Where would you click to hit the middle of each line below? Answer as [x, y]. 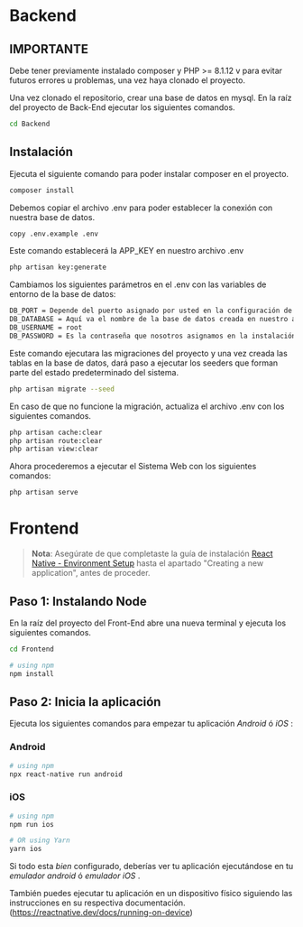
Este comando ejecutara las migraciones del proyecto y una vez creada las [149, 353]
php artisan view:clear [54, 449]
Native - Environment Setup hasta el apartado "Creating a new [147, 563]
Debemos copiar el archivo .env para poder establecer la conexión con [141, 208]
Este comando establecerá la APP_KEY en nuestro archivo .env [127, 251]
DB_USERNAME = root [46, 328]
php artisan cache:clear [56, 432]
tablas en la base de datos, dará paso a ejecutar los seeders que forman [144, 363]
